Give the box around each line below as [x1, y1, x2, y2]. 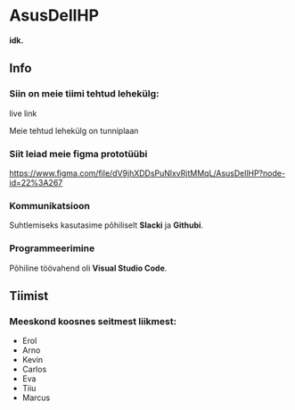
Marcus [21, 392, 51, 403]
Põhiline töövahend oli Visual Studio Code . [9, 263, 168, 273]
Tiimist [9, 288, 49, 304]
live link [9, 108, 37, 119]
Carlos [21, 364, 47, 375]
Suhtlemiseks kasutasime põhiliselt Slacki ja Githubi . [9, 220, 203, 230]
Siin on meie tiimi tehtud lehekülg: [9, 88, 160, 100]
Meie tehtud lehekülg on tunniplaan [9, 125, 139, 136]
